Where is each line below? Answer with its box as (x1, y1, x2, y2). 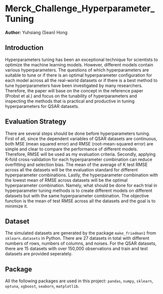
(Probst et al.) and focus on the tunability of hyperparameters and (5, 93, 138, 99)
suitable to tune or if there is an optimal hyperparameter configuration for (5, 72, 152, 78)
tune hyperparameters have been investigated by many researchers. (5, 83, 143, 88)
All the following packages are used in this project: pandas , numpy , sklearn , (5, 278, 153, 284)
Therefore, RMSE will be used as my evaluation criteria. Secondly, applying (5, 151, 156, 157)
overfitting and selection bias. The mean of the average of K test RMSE (5, 162, 148, 168)
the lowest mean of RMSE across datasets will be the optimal (5, 177, 128, 183)
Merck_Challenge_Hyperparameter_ (5, 3, 155, 14)
